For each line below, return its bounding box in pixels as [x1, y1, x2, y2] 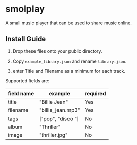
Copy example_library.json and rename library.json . [12, 58, 127, 64]
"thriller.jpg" [39, 131, 68, 138]
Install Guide [5, 35, 46, 43]
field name [8, 90, 35, 97]
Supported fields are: [5, 77, 50, 84]
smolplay [5, 3, 45, 15]
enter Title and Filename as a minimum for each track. [12, 68, 126, 74]
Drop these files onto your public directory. [12, 48, 102, 54]
